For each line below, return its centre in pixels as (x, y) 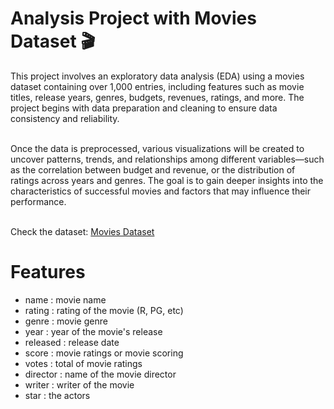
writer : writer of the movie (79, 384)
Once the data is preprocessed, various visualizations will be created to (157, 148)
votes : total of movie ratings (83, 363)
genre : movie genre (66, 321)
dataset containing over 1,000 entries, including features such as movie (157, 86)
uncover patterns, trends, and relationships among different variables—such (167, 159)
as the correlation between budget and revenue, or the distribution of (153, 169)
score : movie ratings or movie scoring (104, 353)
